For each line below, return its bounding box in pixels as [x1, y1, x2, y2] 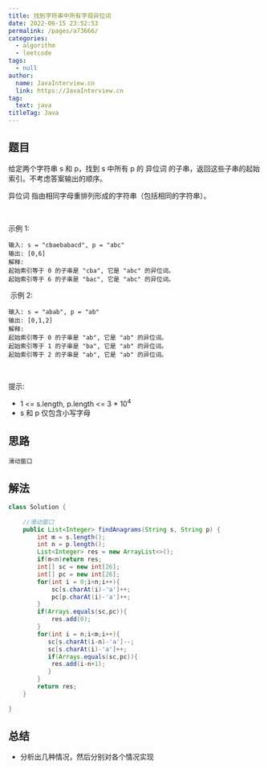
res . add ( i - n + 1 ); [51, 660, 106, 668]
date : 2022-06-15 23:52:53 [8, 19, 99, 27]
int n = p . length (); [37, 541, 106, 549]
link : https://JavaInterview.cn [15, 86, 124, 95]
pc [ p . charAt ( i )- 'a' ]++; [51, 593, 131, 601]
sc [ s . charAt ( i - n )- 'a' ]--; [47, 637, 135, 646]
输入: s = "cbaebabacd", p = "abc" [8, 241, 125, 249]
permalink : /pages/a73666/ [8, 27, 99, 35]
